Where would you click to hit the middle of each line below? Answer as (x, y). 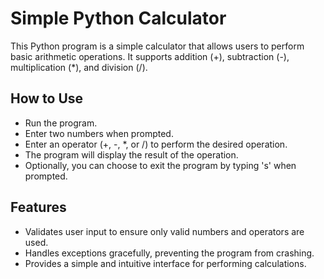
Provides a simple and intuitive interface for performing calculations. (165, 263)
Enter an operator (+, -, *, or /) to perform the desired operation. (156, 144)
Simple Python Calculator (118, 18)
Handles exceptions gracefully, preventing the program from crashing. (169, 253)
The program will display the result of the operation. (131, 154)
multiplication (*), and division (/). (79, 67)
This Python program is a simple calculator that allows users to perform (157, 46)
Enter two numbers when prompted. (99, 133)
